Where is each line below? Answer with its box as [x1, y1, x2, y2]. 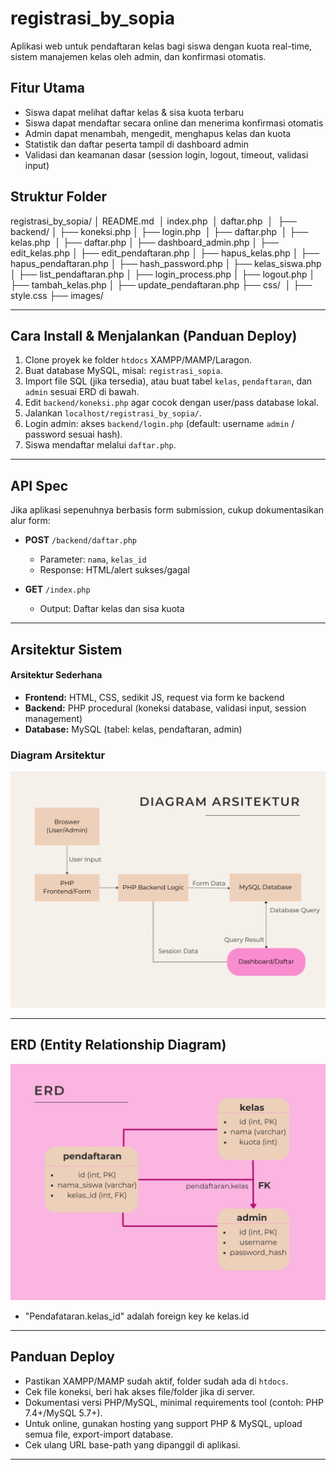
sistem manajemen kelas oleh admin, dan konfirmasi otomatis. [10, 50, 267, 62]
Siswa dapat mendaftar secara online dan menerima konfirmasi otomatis [24, 117, 324, 129]
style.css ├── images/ [10, 289, 104, 301]
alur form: [10, 515, 51, 527]
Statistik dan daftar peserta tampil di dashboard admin [24, 138, 249, 150]
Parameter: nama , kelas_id [39, 553, 147, 566]
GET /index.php [24, 583, 91, 596]
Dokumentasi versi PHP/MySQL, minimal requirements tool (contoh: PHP [24, 1396, 324, 1408]
